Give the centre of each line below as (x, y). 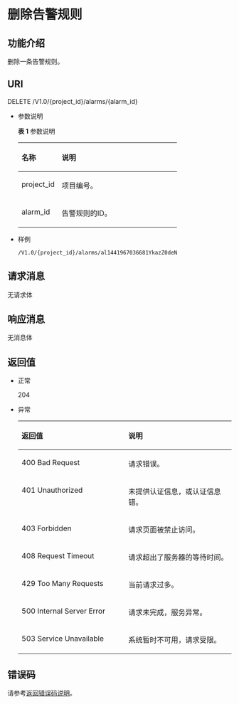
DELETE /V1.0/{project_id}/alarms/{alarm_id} (73, 101)
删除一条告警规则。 (36, 62)
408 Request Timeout (58, 556)
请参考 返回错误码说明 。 (42, 693)
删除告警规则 (45, 15)
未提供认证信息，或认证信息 (174, 491)
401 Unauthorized (52, 490)
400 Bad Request (51, 463)
